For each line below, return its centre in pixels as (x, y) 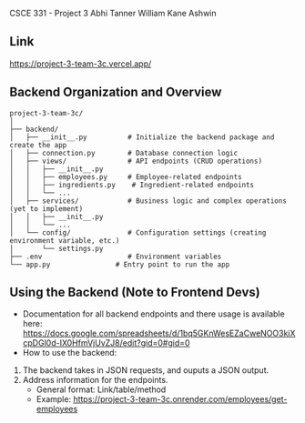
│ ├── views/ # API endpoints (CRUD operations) (136, 161)
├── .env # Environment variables (116, 257)
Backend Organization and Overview (116, 92)
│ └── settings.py (56, 248)
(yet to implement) (46, 208)
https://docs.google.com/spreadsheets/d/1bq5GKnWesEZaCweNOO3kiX (159, 333)
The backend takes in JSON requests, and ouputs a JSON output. (146, 370)
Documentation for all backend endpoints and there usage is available (153, 314)
